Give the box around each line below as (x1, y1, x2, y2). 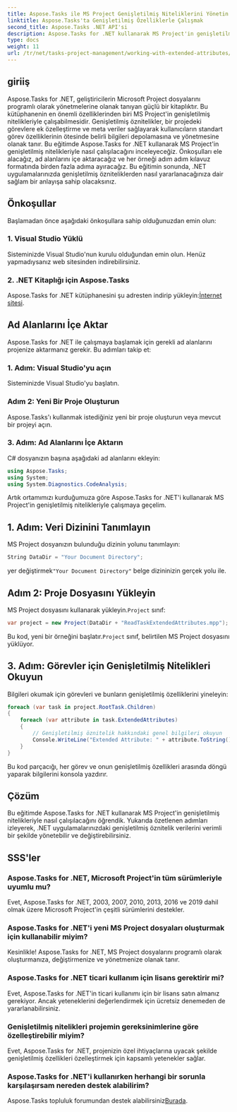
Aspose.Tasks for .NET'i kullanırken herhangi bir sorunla (7, 1071, 206, 1081)
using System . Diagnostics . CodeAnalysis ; (7, 481, 128, 488)
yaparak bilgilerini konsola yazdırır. (7, 770, 108, 778)
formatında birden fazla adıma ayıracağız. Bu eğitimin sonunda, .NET (7, 162, 207, 170)
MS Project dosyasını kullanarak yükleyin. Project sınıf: (7, 605, 166, 614)
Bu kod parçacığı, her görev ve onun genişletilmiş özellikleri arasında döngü (7, 762, 227, 770)
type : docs (7, 37, 39, 44)
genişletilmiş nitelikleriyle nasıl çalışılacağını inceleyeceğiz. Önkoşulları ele (7, 147, 223, 155)
